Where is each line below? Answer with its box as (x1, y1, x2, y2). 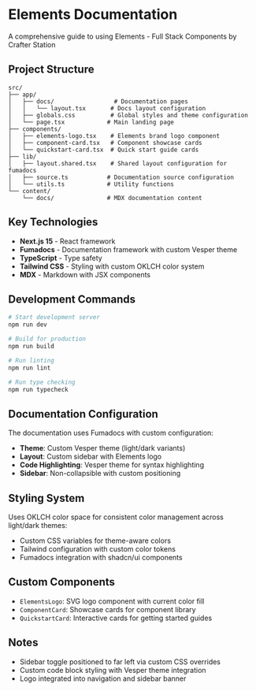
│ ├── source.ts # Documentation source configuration (8, 173, 235, 181)
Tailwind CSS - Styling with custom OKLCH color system (19, 262, 205, 271)
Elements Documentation (8, 6, 178, 24)
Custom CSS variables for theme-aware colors (19, 536, 172, 545)
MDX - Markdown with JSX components (19, 269, 151, 279)
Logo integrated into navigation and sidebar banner (19, 674, 187, 683)
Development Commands (8, 292, 136, 306)
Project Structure (8, 63, 95, 76)
